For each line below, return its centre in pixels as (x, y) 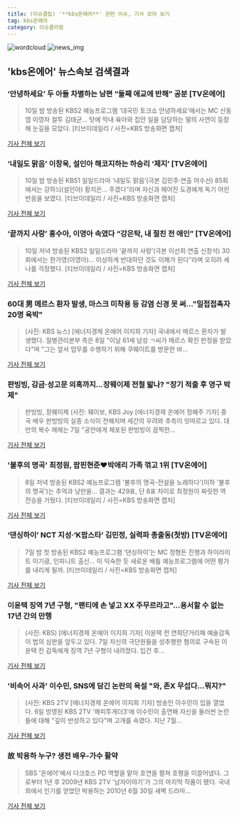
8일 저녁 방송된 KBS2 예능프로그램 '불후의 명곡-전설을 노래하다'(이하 (120, 482)
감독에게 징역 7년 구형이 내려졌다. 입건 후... (105, 651)
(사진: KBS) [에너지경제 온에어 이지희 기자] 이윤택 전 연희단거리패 (115, 633)
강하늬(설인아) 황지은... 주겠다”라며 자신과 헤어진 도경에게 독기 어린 (137, 189)
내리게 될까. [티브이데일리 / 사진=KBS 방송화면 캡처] (105, 570)
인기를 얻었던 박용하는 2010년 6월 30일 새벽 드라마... (117, 791)
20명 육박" (25, 314)
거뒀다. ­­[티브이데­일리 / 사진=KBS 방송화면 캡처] (110, 500)
